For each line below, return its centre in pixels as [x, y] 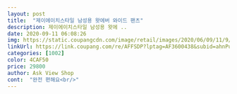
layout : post [26, 14]
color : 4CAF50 [28, 60]
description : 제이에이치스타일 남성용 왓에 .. [67, 27]
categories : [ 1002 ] [36, 54]
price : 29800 [26, 66]
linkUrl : [20, 47]
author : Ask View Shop [41, 73]
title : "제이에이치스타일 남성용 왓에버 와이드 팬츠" [75, 20]
